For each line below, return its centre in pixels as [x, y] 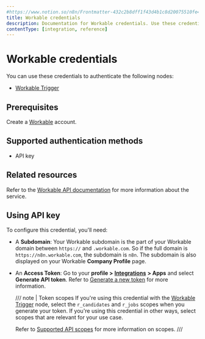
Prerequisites [32, 107]
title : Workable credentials [43, 18]
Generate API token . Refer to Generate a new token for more [92, 280]
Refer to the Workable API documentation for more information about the [98, 189]
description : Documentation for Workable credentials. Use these [91, 23]
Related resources [42, 175]
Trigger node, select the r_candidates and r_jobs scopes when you [100, 304]
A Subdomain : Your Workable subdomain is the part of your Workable [103, 242]
